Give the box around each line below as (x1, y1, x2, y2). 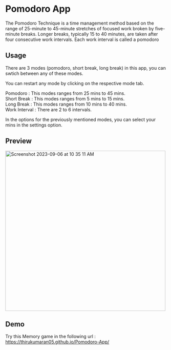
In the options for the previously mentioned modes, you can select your (5, 116, 156, 122)
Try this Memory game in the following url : (5, 334, 96, 340)
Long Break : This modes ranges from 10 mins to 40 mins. (5, 101, 127, 107)
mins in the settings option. (5, 121, 62, 128)
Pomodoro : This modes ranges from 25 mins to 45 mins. (5, 90, 125, 96)
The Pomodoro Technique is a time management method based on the (5, 20, 155, 26)
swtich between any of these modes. (5, 70, 83, 76)
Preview (5, 137, 32, 146)
